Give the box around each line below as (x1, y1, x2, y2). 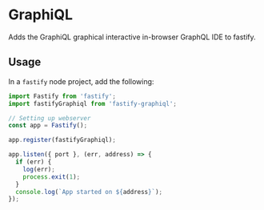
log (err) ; (22, 165, 56, 173)
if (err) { (15, 158, 52, 166)
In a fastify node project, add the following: (8, 76, 154, 86)
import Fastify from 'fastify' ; (8, 92, 116, 100)
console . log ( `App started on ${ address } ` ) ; (15, 188, 162, 196)
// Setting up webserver (8, 114, 91, 122)
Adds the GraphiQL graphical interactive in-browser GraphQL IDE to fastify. (8, 32, 256, 42)
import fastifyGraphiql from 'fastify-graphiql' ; (8, 99, 178, 107)
